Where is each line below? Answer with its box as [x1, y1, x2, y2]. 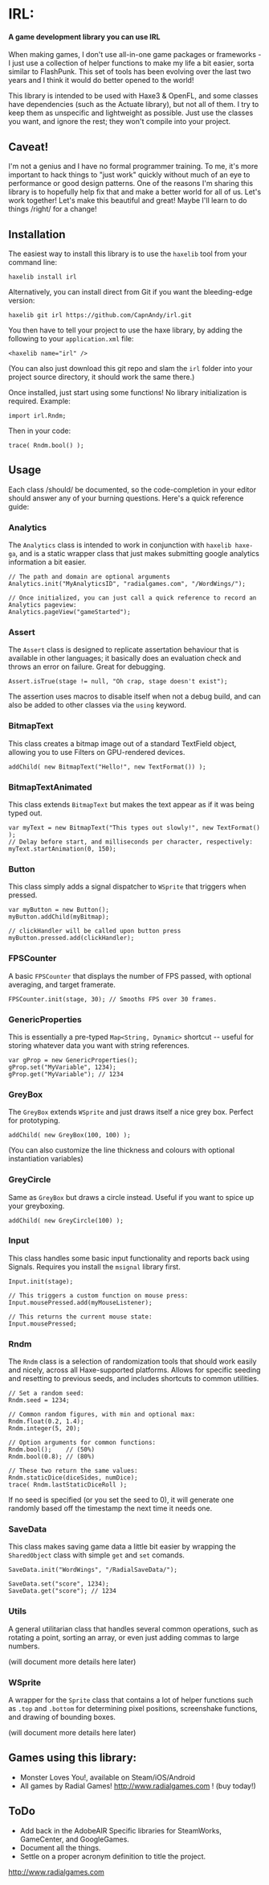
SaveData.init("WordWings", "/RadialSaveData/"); [8, 1566, 178, 1574]
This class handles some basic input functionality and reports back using [8, 1253, 251, 1263]
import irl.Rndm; [8, 412, 67, 420]
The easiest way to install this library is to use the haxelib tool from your [8, 249, 247, 258]
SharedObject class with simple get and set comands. [8, 1550, 185, 1560]
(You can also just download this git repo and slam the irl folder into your [8, 364, 253, 373]
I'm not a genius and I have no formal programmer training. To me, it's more [8, 162, 259, 171]
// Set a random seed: [8, 1389, 84, 1397]
